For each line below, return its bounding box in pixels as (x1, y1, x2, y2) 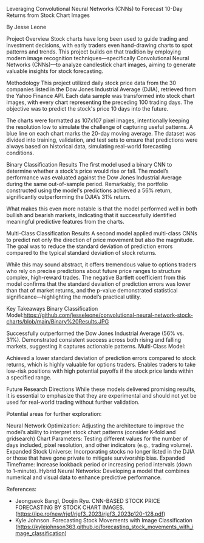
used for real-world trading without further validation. (6, 398, 140, 406)
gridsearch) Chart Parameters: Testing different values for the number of (6, 435, 188, 442)
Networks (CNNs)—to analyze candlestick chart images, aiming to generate (6, 61, 196, 68)
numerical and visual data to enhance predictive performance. (6, 474, 162, 481)
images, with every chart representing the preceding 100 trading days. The (6, 99, 194, 106)
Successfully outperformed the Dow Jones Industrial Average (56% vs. (6, 330, 185, 337)
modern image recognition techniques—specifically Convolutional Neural (6, 55, 189, 61)
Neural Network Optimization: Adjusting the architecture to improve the (6, 422, 184, 429)
